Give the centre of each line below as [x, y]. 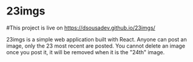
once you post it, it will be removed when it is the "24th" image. [86, 52]
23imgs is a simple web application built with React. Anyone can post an [96, 39]
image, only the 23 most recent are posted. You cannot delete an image [96, 46]
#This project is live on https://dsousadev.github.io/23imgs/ [81, 28]
